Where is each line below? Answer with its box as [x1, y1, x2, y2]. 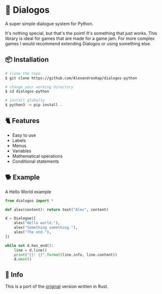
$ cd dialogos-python [5, 89, 50, 94]
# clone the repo [5, 71, 41, 76]
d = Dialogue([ [5, 216, 36, 221]
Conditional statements [12, 158, 59, 164]
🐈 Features [5, 117, 40, 125]
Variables [12, 147, 31, 154]
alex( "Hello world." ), [14, 221, 60, 226]
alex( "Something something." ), [14, 225, 78, 230]
